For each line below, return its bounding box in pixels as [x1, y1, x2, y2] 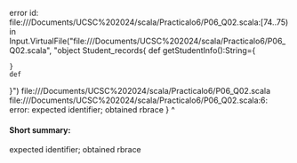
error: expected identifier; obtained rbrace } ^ [9, 105, 175, 114]
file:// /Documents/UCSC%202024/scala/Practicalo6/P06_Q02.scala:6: [9, 95, 269, 105]
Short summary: [9, 124, 71, 136]
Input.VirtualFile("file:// [9, 35, 93, 46]
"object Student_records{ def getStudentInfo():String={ [53, 45, 256, 56]
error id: [9, 8, 39, 18]
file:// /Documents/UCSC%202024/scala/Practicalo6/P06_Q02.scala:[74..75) [9, 17, 289, 27]
